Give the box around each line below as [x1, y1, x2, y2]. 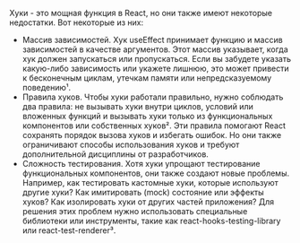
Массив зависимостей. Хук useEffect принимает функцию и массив [21, 35, 284, 45]
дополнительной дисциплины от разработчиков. [21, 149, 209, 160]
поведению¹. [21, 82, 72, 92]
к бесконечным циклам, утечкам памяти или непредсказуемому [21, 73, 272, 83]
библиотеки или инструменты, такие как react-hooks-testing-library [21, 215, 281, 226]
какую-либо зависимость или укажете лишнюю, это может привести [21, 63, 289, 74]
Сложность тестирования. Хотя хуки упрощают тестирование [21, 159, 261, 169]
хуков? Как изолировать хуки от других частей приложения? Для [21, 196, 275, 207]
